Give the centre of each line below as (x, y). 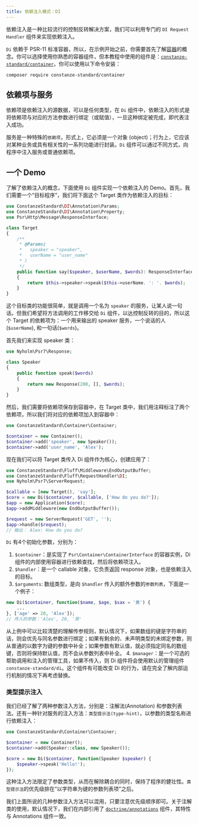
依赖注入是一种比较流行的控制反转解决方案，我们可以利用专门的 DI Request (98, 29)
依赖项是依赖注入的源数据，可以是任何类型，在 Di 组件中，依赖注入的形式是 (98, 110)
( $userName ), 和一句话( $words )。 (44, 328)
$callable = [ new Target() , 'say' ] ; (51, 492)
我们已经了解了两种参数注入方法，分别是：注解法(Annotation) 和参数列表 (94, 706)
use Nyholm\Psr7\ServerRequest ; (46, 481)
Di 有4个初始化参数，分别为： (42, 542)
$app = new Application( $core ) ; (46, 503)
